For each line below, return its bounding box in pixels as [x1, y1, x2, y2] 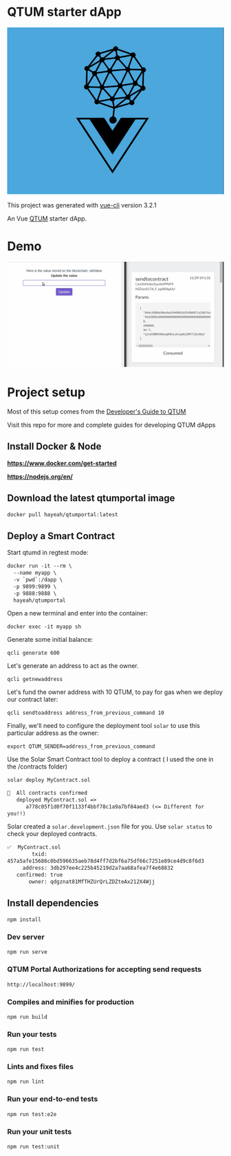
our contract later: [7, 696, 58, 704]
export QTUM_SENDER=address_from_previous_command [7, 743, 155, 750]
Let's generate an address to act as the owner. [7, 662, 139, 670]
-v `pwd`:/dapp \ [13, 576, 63, 583]
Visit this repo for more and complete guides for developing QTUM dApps [7, 420, 216, 429]
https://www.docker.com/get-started [7, 459, 117, 467]
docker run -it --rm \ [7, 562, 72, 569]
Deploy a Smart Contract [7, 530, 115, 542]
